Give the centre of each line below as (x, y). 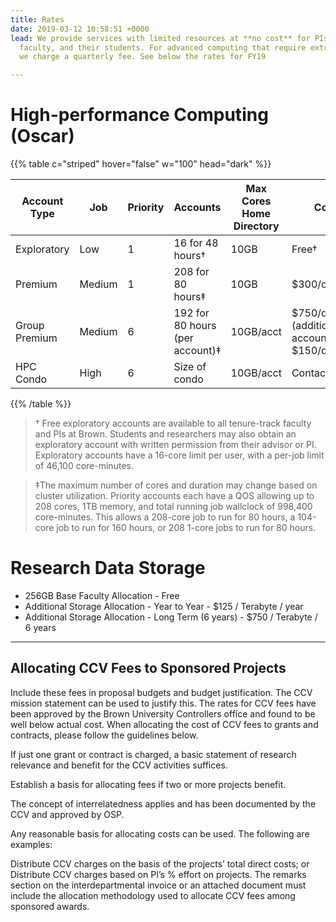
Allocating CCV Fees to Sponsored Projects (148, 668)
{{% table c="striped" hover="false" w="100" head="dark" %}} (141, 164)
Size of (190, 367)
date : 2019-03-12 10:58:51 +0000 (80, 29)
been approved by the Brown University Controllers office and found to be (163, 713)
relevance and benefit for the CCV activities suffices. (119, 765)
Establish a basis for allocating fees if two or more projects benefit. (148, 784)
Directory (256, 226)
